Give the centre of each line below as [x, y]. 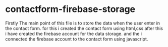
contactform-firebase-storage [70, 9]
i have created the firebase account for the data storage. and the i [74, 33]
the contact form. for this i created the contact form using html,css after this [84, 28]
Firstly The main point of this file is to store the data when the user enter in [83, 23]
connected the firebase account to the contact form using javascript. [77, 39]
